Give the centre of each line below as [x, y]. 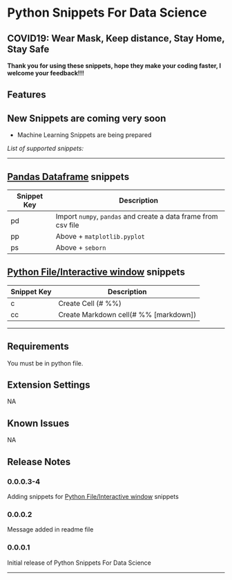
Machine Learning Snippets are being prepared [84, 135]
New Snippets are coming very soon [87, 118]
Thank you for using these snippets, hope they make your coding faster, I [114, 66]
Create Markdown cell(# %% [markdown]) [127, 314]
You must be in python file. [45, 363]
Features [27, 95]
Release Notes [39, 462]
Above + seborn [81, 248]
